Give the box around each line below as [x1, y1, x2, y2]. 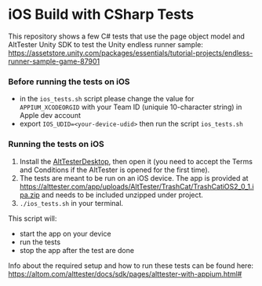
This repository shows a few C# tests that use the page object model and [8, 31, 246, 41]
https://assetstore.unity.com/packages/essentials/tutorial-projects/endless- [8, 48, 253, 57]
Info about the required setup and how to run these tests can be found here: [8, 261, 253, 270]
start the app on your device [19, 229, 111, 238]
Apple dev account [19, 111, 81, 120]
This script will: [8, 214, 57, 223]
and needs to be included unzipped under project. [42, 190, 204, 200]
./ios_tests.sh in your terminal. [19, 198, 124, 207]
